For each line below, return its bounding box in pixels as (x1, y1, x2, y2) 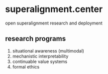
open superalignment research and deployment (5, 20, 103, 26)
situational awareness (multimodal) (12, 47, 85, 53)
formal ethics (12, 63, 40, 69)
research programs (5, 34, 66, 43)
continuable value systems (12, 58, 68, 64)
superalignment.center (5, 3, 103, 15)
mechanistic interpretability (12, 53, 69, 59)
